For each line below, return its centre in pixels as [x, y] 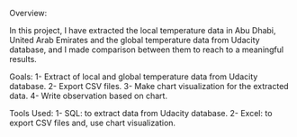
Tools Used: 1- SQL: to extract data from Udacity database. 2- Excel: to [141, 113]
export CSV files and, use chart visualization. [93, 123]
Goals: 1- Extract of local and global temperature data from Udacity [134, 77]
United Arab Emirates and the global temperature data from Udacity [135, 40]
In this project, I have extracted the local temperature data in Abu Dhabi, [143, 30]
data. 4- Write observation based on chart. [89, 96]
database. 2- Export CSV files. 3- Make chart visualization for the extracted [149, 86]
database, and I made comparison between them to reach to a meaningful [147, 50]
